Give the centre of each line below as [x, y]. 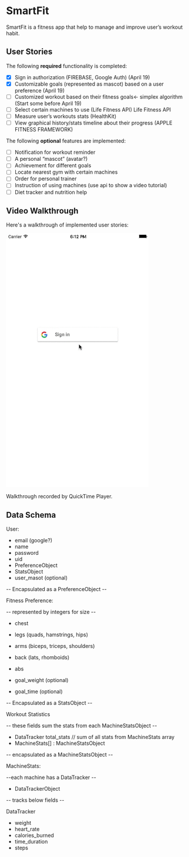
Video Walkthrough [42, 210]
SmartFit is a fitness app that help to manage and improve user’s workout [95, 27]
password [27, 553]
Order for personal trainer [45, 179]
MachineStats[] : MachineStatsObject [60, 743]
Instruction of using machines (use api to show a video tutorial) [91, 185]
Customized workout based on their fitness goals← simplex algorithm [99, 97]
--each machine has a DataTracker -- [51, 777]
